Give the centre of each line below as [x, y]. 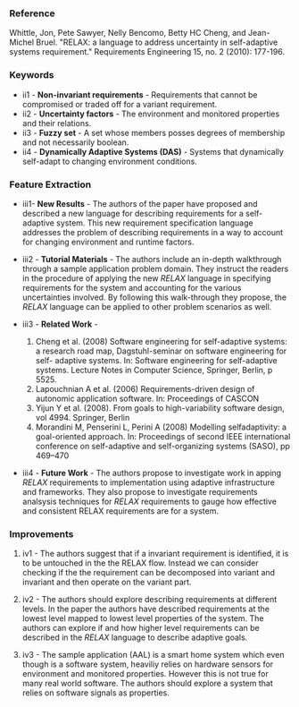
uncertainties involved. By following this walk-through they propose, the [154, 297]
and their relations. [57, 123]
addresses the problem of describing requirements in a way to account [153, 232]
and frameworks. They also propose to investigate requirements [140, 491]
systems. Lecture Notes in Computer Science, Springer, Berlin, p [154, 370]
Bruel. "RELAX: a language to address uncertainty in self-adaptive [157, 42]
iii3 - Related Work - [60, 324]
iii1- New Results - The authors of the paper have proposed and [140, 203]
